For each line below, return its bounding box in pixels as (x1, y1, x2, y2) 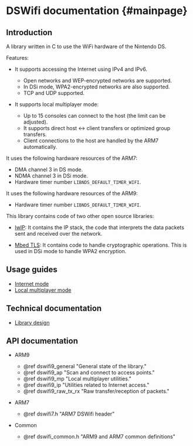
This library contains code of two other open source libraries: (6, 213, 154, 219)
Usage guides (6, 265, 57, 275)
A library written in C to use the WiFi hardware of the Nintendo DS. (6, 43, 167, 50)
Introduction (6, 28, 53, 38)
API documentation (6, 336, 78, 346)
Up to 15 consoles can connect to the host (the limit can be (23, 113, 166, 119)
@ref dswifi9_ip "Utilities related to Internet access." (23, 382, 150, 389)
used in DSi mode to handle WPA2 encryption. (14, 248, 127, 254)
